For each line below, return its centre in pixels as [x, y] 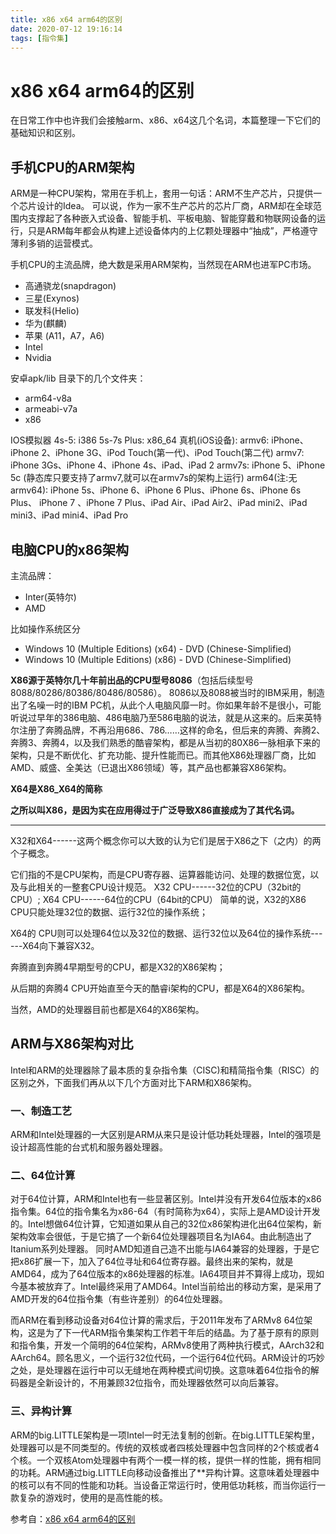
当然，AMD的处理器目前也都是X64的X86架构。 [107, 1009]
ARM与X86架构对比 [72, 1044]
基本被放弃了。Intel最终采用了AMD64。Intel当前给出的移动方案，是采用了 [170, 1287]
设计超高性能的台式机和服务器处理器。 [89, 1147]
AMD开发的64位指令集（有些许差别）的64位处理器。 [119, 1299]
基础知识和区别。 [45, 133]
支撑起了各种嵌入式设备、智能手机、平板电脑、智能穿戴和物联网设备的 [172, 218]
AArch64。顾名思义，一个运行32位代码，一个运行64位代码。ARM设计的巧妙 [167, 1358]
